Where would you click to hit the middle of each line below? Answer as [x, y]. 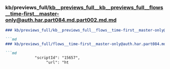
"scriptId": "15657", [57, 57]
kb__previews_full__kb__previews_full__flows [106, 7]
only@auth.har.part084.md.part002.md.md [61, 20]
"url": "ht [57, 62]
